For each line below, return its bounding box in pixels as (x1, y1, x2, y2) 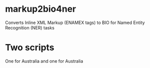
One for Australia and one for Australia (5, 58, 83, 64)
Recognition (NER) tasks (5, 24, 55, 30)
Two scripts (5, 42, 54, 53)
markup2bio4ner (5, 3, 76, 15)
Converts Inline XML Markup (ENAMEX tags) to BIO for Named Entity (5, 20, 145, 25)
